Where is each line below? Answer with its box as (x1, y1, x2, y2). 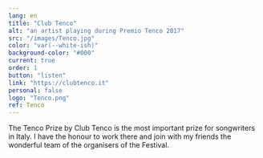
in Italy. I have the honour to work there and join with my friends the (8, 132, 232, 141)
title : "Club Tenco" (8, 19, 78, 27)
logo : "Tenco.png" (8, 94, 70, 102)
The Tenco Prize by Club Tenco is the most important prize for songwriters (8, 124, 255, 133)
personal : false (8, 86, 63, 95)
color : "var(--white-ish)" (8, 42, 99, 50)
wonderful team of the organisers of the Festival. (8, 140, 170, 150)
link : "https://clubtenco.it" (8, 79, 110, 87)
